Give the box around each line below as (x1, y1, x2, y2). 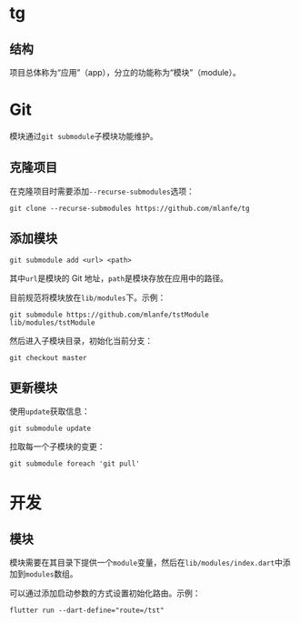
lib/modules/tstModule (9, 317, 95, 327)
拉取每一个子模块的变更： (9, 441, 105, 452)
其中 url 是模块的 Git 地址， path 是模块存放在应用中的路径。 (9, 272, 229, 284)
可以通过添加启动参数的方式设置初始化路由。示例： (9, 588, 201, 598)
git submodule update (9, 424, 92, 434)
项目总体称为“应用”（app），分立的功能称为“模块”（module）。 (9, 67, 241, 77)
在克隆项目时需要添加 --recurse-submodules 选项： (9, 186, 195, 196)
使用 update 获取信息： (9, 406, 90, 417)
